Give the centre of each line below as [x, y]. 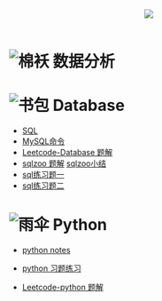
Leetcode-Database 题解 [67, 153]
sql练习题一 [43, 175]
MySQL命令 [43, 141]
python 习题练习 [51, 268]
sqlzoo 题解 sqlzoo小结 [64, 163]
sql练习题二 [43, 186]
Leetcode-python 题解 [62, 288]
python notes [46, 250]
